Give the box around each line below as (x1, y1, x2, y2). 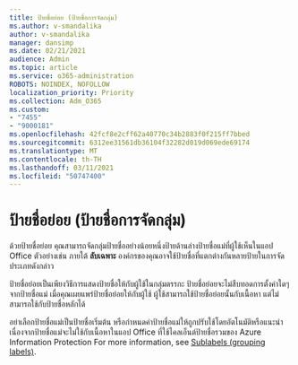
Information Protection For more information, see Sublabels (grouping (9, 337, 266, 348)
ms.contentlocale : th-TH (9, 154, 102, 164)
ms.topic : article (9, 64, 78, 73)
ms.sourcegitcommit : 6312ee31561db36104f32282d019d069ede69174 (9, 138, 251, 147)
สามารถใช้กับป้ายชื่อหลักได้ (9, 299, 86, 309)
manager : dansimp (9, 38, 74, 48)
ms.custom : (9, 105, 50, 114)
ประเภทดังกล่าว (9, 261, 55, 272)
